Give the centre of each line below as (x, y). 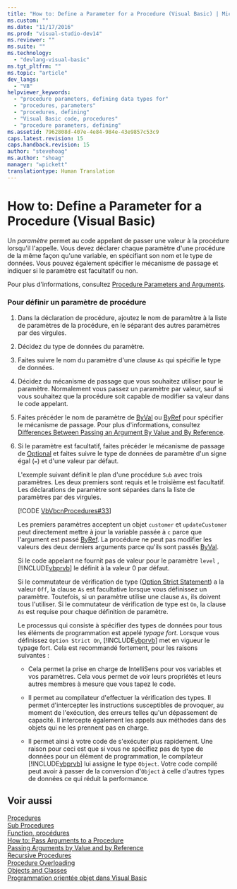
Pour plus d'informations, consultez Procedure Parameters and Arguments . (116, 284)
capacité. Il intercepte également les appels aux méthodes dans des (127, 720)
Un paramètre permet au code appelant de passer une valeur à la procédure (118, 240)
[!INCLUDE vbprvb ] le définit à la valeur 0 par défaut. (93, 568)
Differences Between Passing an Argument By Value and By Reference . (121, 432)
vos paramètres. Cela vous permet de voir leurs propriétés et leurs (124, 676)
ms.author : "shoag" (36, 158)
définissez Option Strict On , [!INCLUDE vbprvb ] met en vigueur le (114, 640)
